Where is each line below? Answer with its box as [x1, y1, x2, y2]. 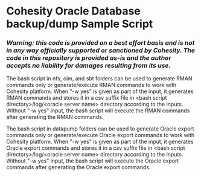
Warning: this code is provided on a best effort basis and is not [6, 39, 195, 47]
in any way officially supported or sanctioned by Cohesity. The [6, 47, 195, 55]
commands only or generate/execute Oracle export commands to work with [6, 132, 195, 139]
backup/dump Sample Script [6, 17, 153, 31]
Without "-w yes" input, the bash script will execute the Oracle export [6, 157, 179, 164]
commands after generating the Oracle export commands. [6, 164, 151, 171]
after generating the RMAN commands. [6, 114, 104, 121]
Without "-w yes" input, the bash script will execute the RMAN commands [6, 107, 190, 114]
